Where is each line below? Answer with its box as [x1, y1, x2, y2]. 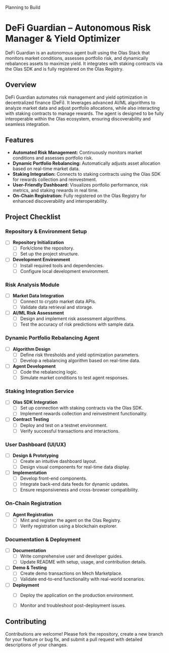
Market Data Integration [12, 292, 64, 299]
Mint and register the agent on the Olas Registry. [20, 517, 121, 523]
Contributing [5, 617, 47, 626]
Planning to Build [5, 5, 40, 10]
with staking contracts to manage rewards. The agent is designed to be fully [5, 110, 164, 116]
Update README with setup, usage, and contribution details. [20, 559, 147, 565]
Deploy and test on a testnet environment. [20, 422, 108, 428]
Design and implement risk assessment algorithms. [20, 316, 127, 322]
